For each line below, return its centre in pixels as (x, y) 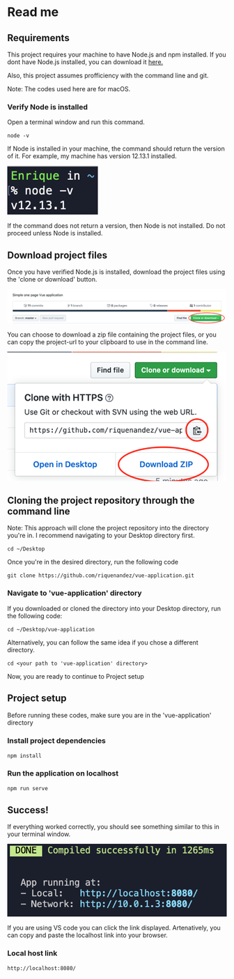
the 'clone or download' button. (52, 279)
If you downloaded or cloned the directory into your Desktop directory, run (114, 608)
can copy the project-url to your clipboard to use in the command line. (108, 342)
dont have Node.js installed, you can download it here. (85, 62)
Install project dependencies (57, 741)
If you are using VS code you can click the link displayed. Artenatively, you (114, 928)
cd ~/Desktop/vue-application (51, 629)
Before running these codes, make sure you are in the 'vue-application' (109, 715)
